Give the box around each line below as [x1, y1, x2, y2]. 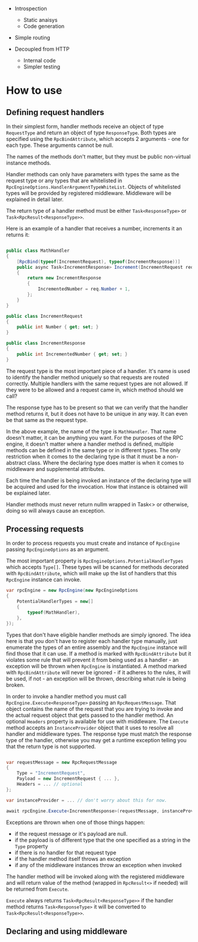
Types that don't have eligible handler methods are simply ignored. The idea [6, 631, 192, 638]
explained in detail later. [6, 196, 64, 203]
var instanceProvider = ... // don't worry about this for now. [6, 797, 167, 803]
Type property [14, 842, 48, 849]
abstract [6, 459, 27, 466]
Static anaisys [23, 17, 58, 23]
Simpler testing [23, 63, 61, 70]
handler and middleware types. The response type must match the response [6, 730, 192, 737]
